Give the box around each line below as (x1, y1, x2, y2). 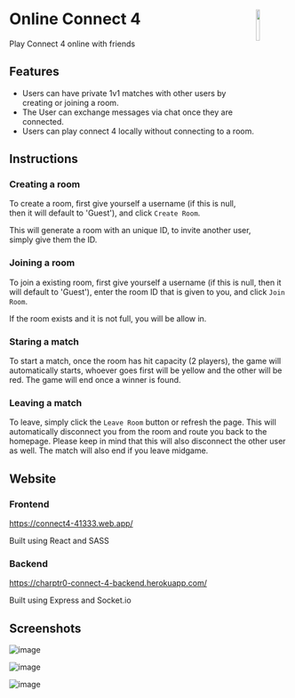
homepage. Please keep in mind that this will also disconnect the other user (9, 436, 286, 447)
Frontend (9, 498, 50, 510)
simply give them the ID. (9, 234, 98, 245)
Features (9, 64, 60, 79)
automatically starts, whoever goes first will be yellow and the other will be (9, 365, 283, 376)
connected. (21, 116, 65, 126)
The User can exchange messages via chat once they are (21, 107, 234, 118)
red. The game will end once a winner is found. (9, 375, 181, 386)
